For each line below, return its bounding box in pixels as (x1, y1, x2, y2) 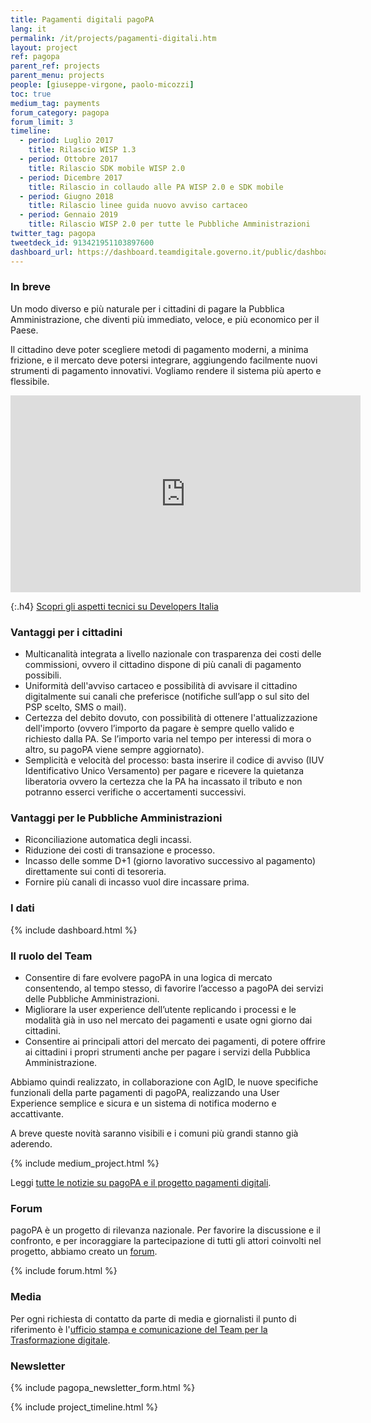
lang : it (10, 24, 47, 34)
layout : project (10, 42, 78, 53)
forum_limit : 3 (10, 117, 74, 127)
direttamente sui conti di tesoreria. (24, 866, 167, 878)
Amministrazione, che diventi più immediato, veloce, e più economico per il (10, 313, 320, 325)
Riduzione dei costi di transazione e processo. (24, 844, 216, 856)
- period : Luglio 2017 (19, 136, 114, 146)
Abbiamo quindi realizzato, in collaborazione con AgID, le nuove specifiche (10, 1076, 319, 1088)
